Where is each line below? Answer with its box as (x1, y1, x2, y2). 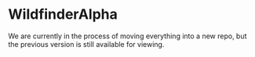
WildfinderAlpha (8, 5, 118, 23)
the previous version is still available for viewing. (8, 39, 165, 48)
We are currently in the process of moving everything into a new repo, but (8, 31, 247, 41)
